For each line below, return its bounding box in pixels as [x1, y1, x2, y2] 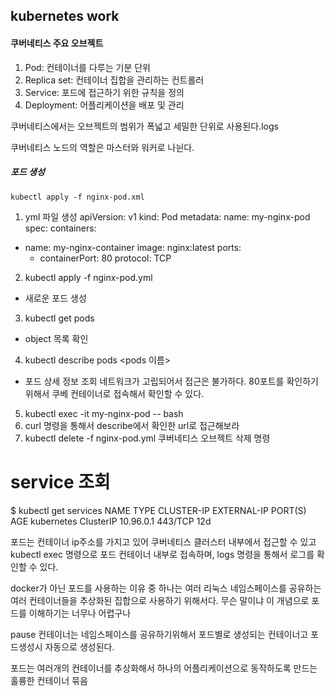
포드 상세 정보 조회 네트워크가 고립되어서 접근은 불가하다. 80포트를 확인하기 [24, 375, 319, 387]
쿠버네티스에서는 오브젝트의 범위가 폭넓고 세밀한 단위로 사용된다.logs [10, 120, 279, 132]
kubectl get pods [24, 312, 95, 324]
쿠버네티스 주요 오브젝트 [10, 37, 104, 49]
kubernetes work [10, 8, 120, 25]
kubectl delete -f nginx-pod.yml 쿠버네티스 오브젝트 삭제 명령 [24, 432, 271, 444]
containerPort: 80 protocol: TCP [39, 252, 172, 264]
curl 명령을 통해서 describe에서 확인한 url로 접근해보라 [24, 419, 240, 431]
